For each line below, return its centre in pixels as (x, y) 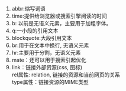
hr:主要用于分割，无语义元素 (46, 53)
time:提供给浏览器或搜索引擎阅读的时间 (59, 16)
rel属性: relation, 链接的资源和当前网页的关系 (66, 75)
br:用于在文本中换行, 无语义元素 (50, 45)
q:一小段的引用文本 (35, 31)
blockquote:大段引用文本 (42, 38)
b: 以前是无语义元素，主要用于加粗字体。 (62, 23)
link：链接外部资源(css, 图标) (47, 67)
